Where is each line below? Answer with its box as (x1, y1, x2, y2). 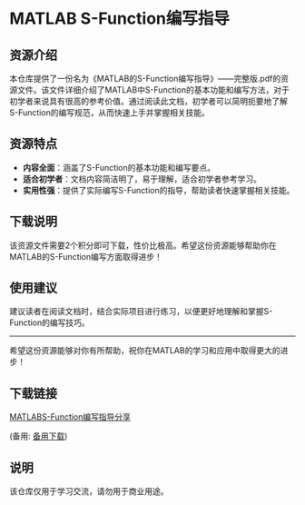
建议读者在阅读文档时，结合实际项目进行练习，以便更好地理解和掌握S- (9, 306, 273, 317)
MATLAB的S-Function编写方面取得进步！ (9, 251, 163, 262)
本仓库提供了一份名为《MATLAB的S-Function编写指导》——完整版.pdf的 (9, 74, 281, 84)
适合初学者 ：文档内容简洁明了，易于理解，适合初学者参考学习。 (22, 173, 261, 184)
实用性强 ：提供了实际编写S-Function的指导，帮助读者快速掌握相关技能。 (22, 184, 295, 195)
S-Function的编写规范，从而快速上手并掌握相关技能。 (9, 107, 211, 118)
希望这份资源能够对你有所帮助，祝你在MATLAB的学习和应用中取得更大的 (9, 345, 280, 356)
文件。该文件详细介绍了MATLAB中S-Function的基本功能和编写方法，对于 (16, 84, 290, 95)
